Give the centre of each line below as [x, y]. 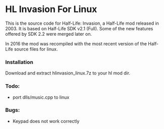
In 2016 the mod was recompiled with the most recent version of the [76, 43]
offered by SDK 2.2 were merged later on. [49, 34]
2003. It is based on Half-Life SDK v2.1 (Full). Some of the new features [79, 28]
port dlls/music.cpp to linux [41, 97]
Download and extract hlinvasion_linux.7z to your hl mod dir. [68, 73]
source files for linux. [36, 49]
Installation [19, 62]
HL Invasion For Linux [51, 9]
